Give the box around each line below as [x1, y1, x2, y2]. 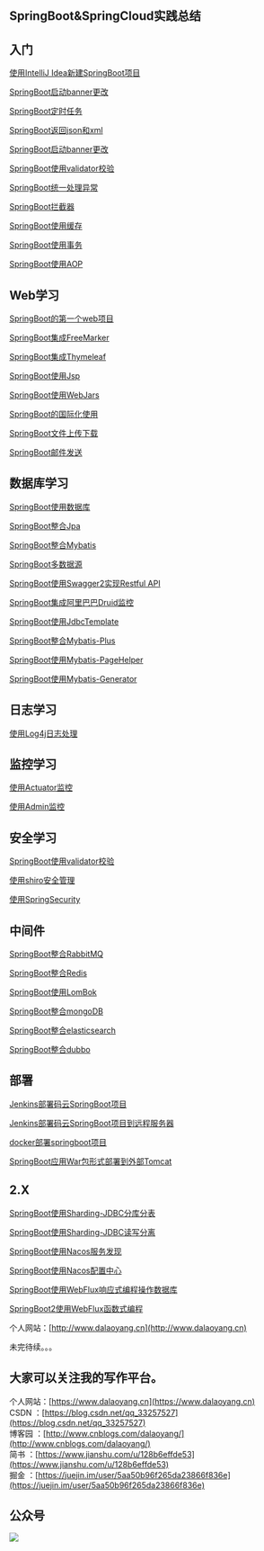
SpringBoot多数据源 [9, 559, 83, 569]
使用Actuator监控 [9, 782, 74, 793]
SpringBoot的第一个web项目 [9, 313, 114, 324]
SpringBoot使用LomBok [9, 987, 97, 998]
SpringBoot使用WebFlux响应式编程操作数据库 [9, 1284, 178, 1295]
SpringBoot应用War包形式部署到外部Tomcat [9, 1155, 172, 1167]
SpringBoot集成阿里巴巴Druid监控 [9, 596, 135, 607]
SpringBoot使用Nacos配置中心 [9, 1265, 122, 1276]
